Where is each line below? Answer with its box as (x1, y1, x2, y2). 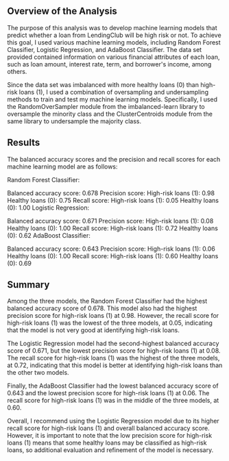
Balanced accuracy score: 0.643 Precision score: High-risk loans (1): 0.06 (7, 245, 216, 253)
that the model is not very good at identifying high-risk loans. (7, 326, 180, 334)
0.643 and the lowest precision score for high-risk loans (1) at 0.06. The (7, 389, 210, 397)
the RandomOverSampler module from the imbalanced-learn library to (7, 102, 205, 110)
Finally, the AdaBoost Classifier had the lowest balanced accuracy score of (7, 382, 219, 390)
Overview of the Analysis (7, 5, 118, 17)
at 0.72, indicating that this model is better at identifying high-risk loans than (7, 361, 223, 369)
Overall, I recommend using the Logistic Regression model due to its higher (7, 417, 219, 425)
